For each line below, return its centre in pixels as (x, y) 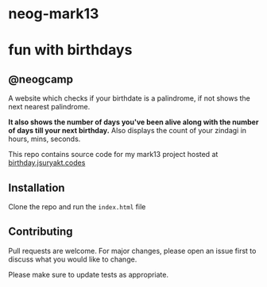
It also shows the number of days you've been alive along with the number (133, 122)
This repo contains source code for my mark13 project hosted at (113, 155)
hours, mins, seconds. (44, 139)
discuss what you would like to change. (73, 259)
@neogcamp (41, 79)
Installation (37, 188)
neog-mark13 (54, 14)
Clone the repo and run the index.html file (77, 207)
